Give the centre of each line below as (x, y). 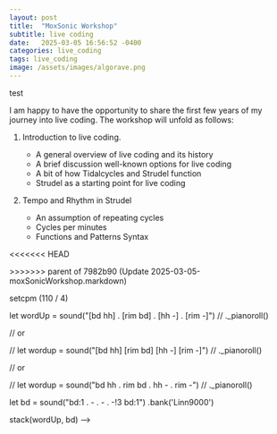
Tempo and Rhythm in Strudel (77, 200)
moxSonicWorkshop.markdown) (68, 281)
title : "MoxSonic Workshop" (63, 26)
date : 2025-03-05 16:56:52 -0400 (76, 43)
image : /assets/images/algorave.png (77, 68)
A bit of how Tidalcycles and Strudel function (118, 173)
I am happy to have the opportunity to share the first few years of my (136, 110)
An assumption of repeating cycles (100, 217)
